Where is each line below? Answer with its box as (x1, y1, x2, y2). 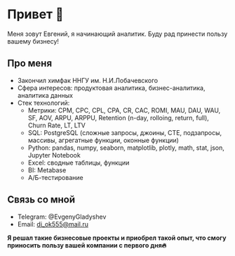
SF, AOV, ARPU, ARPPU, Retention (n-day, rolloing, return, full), (27, 113, 209, 122)
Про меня (7, 58, 53, 70)
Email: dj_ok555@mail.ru (17, 219, 89, 228)
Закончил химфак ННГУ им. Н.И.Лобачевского (17, 76, 159, 84)
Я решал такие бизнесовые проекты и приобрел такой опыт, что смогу (7, 233, 227, 242)
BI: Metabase (27, 165, 67, 174)
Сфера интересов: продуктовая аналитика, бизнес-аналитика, (17, 84, 206, 92)
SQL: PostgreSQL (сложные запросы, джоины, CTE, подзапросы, (27, 128, 222, 136)
